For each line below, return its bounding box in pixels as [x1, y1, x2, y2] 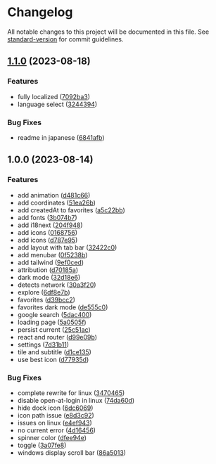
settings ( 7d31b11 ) [17, 340, 69, 349]
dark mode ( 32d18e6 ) [17, 273, 81, 281]
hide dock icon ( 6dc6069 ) [17, 404, 94, 412]
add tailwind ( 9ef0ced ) [17, 258, 84, 266]
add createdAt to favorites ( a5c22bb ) [17, 205, 125, 214]
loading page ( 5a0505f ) [17, 318, 87, 326]
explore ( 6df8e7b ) [17, 288, 70, 296]
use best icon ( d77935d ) [17, 355, 89, 363]
